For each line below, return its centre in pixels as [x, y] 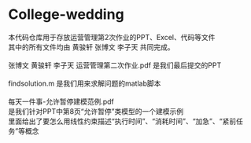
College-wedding [66, 15]
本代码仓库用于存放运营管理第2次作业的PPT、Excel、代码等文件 [112, 37]
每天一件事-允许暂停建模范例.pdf [61, 101]
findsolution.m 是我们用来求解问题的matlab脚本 [85, 83]
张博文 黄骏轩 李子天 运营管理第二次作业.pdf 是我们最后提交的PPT [115, 65]
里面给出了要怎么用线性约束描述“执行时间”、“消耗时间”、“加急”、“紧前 [122, 121]
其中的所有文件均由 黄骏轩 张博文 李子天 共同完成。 [91, 47]
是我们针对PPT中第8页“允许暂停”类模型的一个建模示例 [96, 111]
